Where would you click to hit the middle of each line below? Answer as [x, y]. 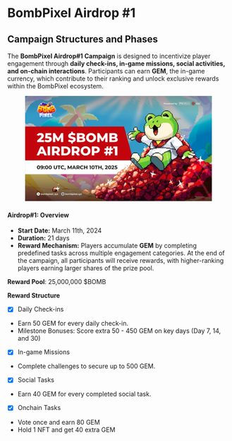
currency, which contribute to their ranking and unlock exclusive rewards [113, 78]
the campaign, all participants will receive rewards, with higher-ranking [121, 261]
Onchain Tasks [39, 408]
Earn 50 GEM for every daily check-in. [73, 324]
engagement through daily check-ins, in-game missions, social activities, [116, 64]
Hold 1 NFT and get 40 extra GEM [66, 430]
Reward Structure [34, 295]
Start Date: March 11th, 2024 [60, 230]
